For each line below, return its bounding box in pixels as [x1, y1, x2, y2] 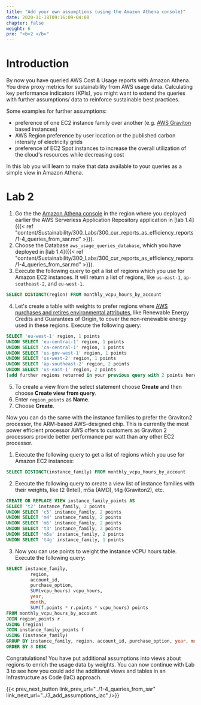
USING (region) [6, 622, 44, 628]
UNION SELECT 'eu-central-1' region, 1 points [6, 338, 124, 345]
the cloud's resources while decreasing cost [14, 151, 124, 158]
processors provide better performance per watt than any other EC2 [6, 433, 175, 440]
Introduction [6, 57, 69, 71]
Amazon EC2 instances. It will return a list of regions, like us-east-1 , [14, 274, 182, 281]
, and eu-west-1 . [44, 280, 84, 287]
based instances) [14, 125, 58, 133]
